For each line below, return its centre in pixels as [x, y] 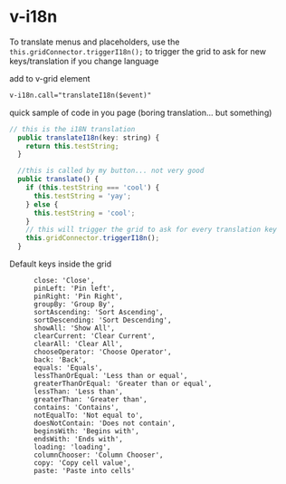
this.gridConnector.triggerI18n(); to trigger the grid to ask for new [138, 51]
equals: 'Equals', [68, 368]
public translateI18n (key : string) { [89, 138]
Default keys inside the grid [60, 264]
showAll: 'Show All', [74, 328]
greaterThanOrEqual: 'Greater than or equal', [123, 384]
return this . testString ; [72, 146]
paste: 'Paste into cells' [84, 471]
